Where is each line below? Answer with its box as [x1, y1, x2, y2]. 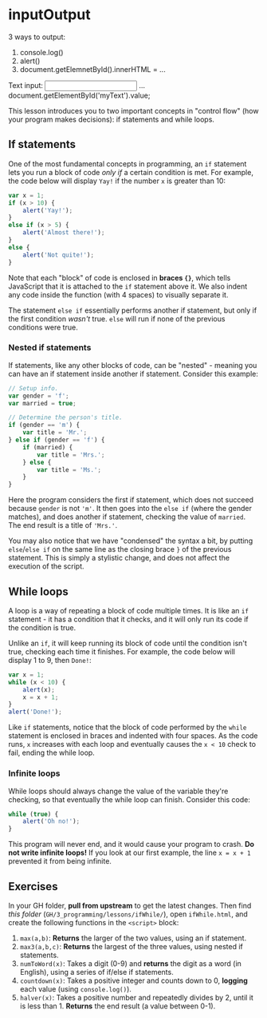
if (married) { [22, 443, 73, 451]
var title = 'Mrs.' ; [37, 450, 105, 459]
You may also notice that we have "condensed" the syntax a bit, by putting [8, 536, 253, 545]
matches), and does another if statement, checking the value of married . [8, 512, 245, 521]
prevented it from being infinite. [8, 856, 112, 866]
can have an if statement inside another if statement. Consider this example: [8, 369, 259, 378]
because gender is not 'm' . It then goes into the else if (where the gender [8, 504, 253, 513]
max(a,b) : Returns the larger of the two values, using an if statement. [19, 933, 247, 943]
